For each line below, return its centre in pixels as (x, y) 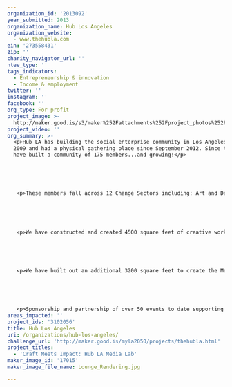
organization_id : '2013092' (48, 13)
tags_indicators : (32, 71)
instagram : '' (28, 97)
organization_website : (40, 33)
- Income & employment (46, 84)
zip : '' (18, 53)
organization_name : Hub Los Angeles (60, 26)
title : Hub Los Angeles (41, 328)
